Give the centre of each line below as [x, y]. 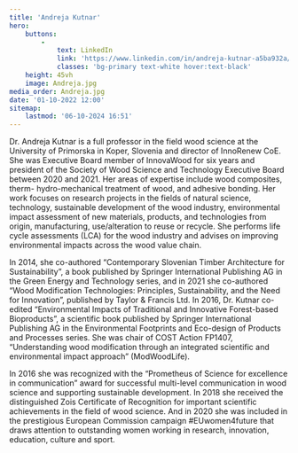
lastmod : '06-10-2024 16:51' [79, 116]
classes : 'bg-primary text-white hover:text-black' [154, 67]
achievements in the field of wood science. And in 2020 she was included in [149, 411]
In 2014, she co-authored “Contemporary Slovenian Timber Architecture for [147, 262]
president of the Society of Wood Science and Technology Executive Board [147, 170]
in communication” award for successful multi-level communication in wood [148, 383]
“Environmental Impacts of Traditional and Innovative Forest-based [156, 309]
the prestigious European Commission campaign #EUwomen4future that [142, 421]
